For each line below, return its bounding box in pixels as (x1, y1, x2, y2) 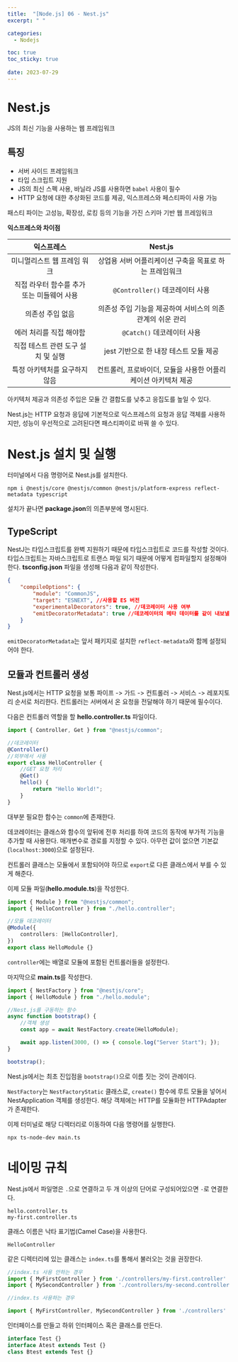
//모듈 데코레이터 (7, 918, 52, 925)
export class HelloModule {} (7, 944, 93, 951)
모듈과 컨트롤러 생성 (7, 668, 89, 680)
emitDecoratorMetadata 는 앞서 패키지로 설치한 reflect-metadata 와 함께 (7, 637, 208, 646)
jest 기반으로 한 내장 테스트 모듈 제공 (103, 346, 220, 356)
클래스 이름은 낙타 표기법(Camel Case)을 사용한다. (7, 1227, 147, 1235)
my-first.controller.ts (7, 1213, 78, 1221)
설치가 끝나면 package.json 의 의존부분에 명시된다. (7, 505, 149, 513)
